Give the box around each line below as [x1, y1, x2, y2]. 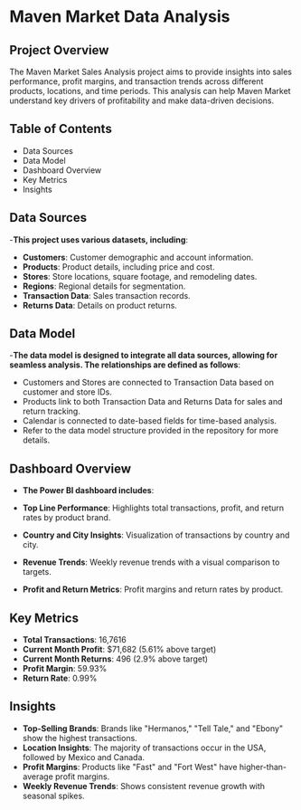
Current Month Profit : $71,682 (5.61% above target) [22, 644, 217, 655]
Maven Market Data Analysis [9, 6, 230, 27]
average [22, 771, 54, 782]
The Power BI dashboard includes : [22, 485, 155, 496]
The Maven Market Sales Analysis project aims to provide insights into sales [9, 66, 292, 77]
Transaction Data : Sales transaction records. [22, 290, 192, 300]
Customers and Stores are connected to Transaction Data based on [22, 377, 274, 388]
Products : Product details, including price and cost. [22, 261, 215, 272]
